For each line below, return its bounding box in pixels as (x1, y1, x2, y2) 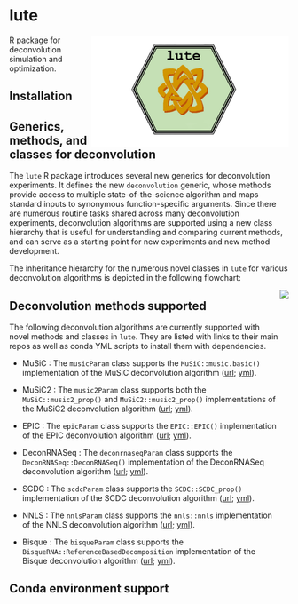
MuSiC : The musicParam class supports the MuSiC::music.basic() (21, 357, 261, 369)
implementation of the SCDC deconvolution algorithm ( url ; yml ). (21, 492, 255, 503)
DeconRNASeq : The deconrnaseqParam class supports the (21, 447, 233, 457)
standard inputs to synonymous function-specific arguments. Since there (9, 199, 277, 210)
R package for (9, 35, 61, 45)
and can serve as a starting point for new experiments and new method (9, 236, 271, 247)
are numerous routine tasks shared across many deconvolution (9, 208, 239, 219)
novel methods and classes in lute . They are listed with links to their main (9, 330, 278, 342)
